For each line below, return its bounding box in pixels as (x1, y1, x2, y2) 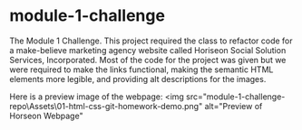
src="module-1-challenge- (185, 91, 286, 102)
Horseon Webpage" (9, 110, 83, 121)
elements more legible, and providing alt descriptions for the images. (9, 73, 267, 84)
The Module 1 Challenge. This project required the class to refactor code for (9, 35, 293, 46)
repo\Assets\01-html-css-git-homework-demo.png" (9, 100, 203, 111)
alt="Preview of (204, 100, 263, 111)
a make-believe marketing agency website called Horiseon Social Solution (9, 44, 287, 55)
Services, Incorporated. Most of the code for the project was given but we (9, 54, 287, 65)
